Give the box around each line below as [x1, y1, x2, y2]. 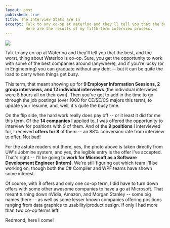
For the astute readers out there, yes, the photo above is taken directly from [5, 144, 163, 150]
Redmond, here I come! [5, 217, 54, 223]
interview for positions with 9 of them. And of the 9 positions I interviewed [5, 123, 161, 129]
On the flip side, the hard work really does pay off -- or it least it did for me [5, 112, 161, 119]
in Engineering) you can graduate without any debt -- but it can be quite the [5, 66, 163, 72]
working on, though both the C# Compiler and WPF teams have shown [5, 165, 153, 171]
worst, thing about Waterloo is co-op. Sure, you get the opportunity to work [5, 55, 163, 61]
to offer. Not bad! [5, 134, 41, 140]
